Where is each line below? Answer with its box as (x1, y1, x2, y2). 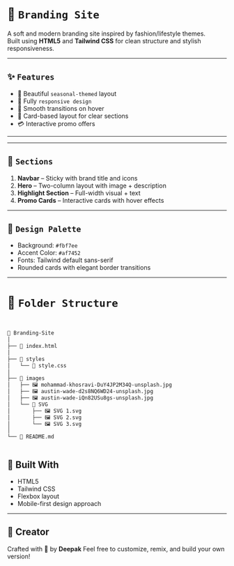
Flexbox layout (17, 492, 60, 500)
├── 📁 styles (7, 355, 45, 362)
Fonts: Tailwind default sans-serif (17, 256, 114, 264)
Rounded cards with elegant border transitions (17, 263, 151, 272)
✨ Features (7, 71, 55, 83)
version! (7, 552, 31, 560)
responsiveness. (7, 44, 54, 52)
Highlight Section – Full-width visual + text (17, 188, 141, 197)
